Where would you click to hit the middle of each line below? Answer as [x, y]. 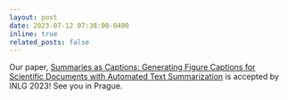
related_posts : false [49, 42]
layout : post [33, 17]
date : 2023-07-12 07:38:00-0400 [69, 26]
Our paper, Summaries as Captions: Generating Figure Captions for [132, 67]
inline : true [33, 34]
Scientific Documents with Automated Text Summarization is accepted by [144, 77]
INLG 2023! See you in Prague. [66, 86]
